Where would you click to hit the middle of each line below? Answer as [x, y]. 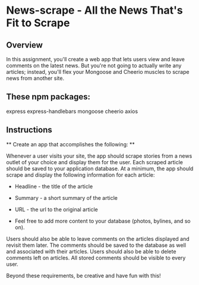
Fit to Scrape [38, 23]
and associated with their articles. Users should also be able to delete [91, 251]
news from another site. [35, 78]
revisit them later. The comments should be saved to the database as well [96, 245]
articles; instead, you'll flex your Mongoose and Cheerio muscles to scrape [98, 72]
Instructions [29, 130]
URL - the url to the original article [56, 209]
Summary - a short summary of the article [66, 198]
